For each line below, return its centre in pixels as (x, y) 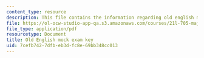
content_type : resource (36, 12)
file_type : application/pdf (42, 29)
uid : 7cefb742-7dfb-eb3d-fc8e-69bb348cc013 (62, 46)
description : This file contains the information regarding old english (100, 18)
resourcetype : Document (36, 34)
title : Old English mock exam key (50, 40)
